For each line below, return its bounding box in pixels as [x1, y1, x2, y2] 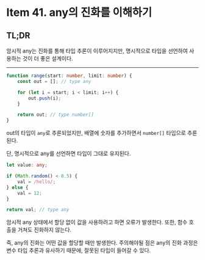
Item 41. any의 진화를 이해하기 [6, 5, 153, 20]
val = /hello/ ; [17, 178, 56, 185]
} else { [6, 184, 29, 190]
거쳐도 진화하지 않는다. [17, 226, 72, 234]
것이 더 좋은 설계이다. [22, 55, 73, 62]
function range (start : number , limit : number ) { [6, 73, 132, 79]
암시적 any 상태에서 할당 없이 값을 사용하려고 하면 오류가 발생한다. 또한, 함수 [6, 218, 188, 226]
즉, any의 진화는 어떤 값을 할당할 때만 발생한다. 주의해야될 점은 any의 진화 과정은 [6, 239, 198, 247]
